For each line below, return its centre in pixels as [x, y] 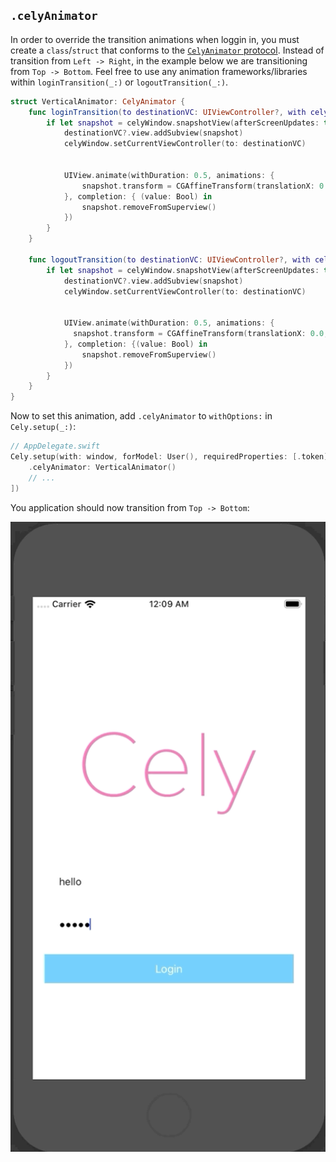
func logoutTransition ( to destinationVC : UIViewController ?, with [169, 259]
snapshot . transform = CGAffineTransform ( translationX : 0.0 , [201, 334]
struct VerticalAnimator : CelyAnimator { [98, 101]
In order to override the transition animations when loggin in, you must [155, 39]
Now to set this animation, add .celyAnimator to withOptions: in [141, 416]
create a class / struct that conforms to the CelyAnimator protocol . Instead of [167, 50]
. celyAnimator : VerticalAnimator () [102, 467]
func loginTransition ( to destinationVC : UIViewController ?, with [167, 112]
